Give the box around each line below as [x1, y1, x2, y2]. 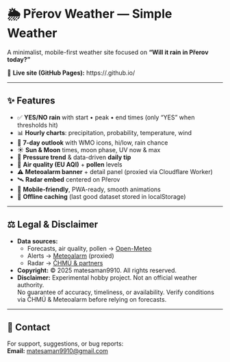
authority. [16, 280, 44, 289]
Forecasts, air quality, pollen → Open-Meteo [27, 244, 152, 252]
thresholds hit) [16, 121, 58, 129]
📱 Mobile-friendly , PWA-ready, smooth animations [16, 185, 161, 193]
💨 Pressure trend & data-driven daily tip [16, 153, 131, 161]
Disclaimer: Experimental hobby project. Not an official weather [16, 273, 197, 282]
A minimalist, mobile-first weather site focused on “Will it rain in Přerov [7, 48, 209, 56]
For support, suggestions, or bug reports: [7, 339, 124, 348]
